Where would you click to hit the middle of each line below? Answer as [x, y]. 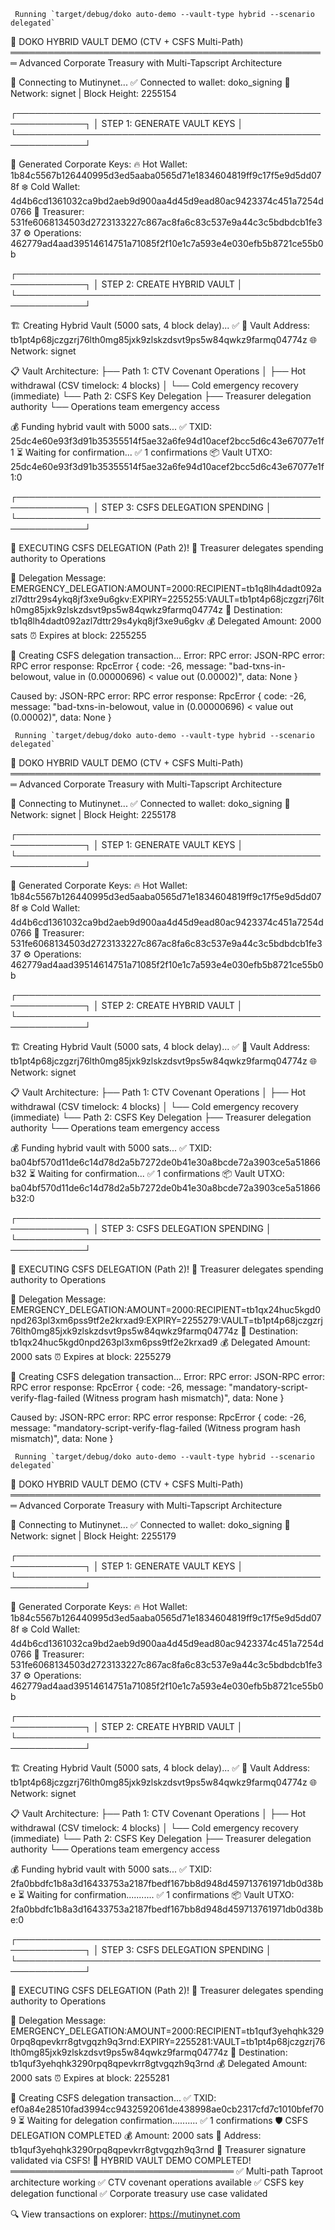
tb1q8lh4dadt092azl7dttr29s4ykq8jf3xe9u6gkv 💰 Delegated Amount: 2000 [166, 621]
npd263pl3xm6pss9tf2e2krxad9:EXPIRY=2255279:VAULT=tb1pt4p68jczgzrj [166, 1320]
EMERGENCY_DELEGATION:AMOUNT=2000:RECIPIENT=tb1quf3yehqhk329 [167, 2031]
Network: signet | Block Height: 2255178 [93, 814]
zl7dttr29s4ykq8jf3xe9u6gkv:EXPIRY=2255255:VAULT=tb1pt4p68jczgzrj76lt [167, 599]
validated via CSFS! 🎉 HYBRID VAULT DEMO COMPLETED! [131, 2160]
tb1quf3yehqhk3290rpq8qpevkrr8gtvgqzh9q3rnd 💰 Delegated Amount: [159, 2063]
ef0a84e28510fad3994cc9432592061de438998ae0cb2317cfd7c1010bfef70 [167, 2109]
